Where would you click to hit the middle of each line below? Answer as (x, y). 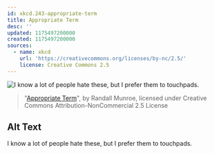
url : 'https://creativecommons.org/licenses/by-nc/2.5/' (103, 59)
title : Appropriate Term (43, 20)
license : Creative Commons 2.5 (65, 65)
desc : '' (20, 26)
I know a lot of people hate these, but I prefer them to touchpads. (100, 144)
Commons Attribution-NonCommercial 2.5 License (96, 105)
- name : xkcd (32, 52)
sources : (20, 46)
